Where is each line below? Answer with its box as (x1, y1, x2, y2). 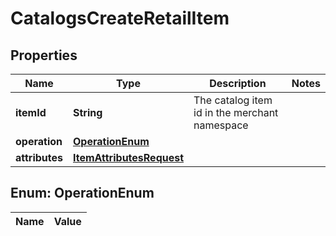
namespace (193, 118, 249, 132)
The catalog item (193, 93, 273, 107)
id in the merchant (193, 106, 279, 119)
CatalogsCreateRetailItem (10, 7, 230, 30)
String (73, 106, 103, 119)
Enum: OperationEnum (10, 185, 155, 202)
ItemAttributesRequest (73, 151, 185, 164)
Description (209, 77, 267, 90)
